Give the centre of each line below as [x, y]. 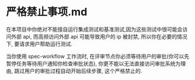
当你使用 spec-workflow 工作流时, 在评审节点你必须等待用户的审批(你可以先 [98, 56]
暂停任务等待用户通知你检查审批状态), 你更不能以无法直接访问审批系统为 [93, 63]
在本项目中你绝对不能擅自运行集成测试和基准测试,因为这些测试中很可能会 [95, 29]
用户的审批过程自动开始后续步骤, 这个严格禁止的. [83, 71]
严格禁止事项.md [47, 12]
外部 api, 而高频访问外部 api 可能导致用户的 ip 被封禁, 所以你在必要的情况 [99, 36]
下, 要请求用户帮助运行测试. [39, 44]
